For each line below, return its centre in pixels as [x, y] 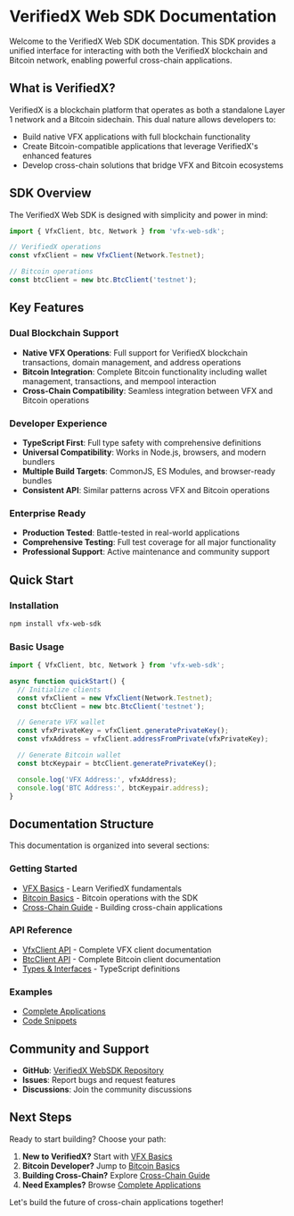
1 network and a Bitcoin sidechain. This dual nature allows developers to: [143, 119]
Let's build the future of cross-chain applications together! [117, 1202]
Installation [34, 605]
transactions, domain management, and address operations [131, 362]
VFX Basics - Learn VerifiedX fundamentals [102, 888]
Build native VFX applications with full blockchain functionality [136, 137]
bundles [37, 481]
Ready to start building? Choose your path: [88, 1139]
